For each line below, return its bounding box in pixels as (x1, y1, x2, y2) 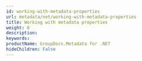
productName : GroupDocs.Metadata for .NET (6, 41, 111, 47)
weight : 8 (6, 24, 30, 31)
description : (6, 30, 38, 36)
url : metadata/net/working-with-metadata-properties (6, 14, 137, 20)
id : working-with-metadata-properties (6, 8, 100, 15)
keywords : (6, 35, 30, 41)
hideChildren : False (6, 46, 56, 52)
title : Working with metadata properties (6, 19, 108, 25)
